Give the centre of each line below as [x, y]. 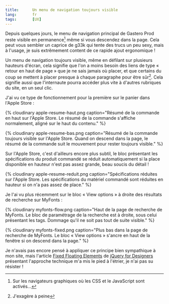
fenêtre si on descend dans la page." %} [47, 241]
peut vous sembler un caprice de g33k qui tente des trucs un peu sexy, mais [84, 45]
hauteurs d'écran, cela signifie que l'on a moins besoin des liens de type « [82, 65]
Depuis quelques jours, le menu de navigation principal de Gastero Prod [80, 34]
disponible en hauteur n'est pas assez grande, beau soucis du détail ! [77, 164]
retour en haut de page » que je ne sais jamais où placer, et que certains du [83, 71]
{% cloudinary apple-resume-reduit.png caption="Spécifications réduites [81, 174]
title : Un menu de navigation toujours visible [62, 10]
